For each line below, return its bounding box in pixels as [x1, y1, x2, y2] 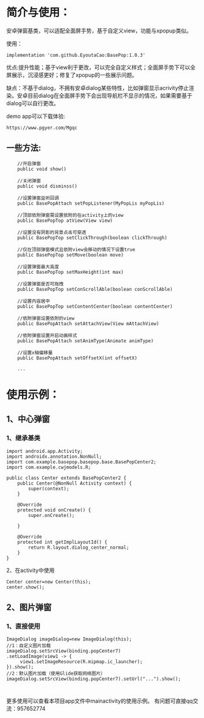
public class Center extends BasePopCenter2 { [6, 475, 127, 481]
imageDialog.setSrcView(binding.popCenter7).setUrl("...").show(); [6, 676, 181, 682]
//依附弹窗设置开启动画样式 [17, 332, 77, 339]
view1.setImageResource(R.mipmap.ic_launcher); [19, 659, 143, 665]
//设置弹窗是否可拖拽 [17, 280, 64, 287]
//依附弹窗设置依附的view [17, 315, 75, 321]
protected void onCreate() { [17, 507, 91, 513]
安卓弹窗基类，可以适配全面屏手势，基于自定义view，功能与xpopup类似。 [6, 27, 192, 34]
